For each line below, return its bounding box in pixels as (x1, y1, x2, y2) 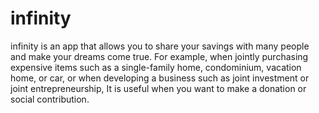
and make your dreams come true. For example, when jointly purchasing (10, 50, 309, 62)
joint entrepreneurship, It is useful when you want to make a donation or (10, 82, 307, 94)
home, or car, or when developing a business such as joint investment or (10, 72, 310, 84)
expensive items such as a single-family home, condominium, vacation (10, 61, 302, 73)
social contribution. (10, 93, 90, 105)
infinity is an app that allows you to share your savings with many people (10, 40, 310, 52)
